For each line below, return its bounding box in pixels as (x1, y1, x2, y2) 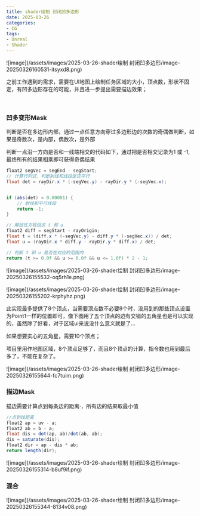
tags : (6, 31, 20, 37)
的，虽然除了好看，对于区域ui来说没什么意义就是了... (6, 320, 136, 327)
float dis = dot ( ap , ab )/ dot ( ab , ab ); (6, 431, 103, 437)
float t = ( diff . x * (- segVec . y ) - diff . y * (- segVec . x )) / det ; (6, 233, 173, 239)
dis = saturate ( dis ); (6, 437, 60, 443)
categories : (6, 20, 36, 26)
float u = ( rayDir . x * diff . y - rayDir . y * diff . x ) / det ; (6, 239, 156, 245)
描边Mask (6, 388, 35, 396)
